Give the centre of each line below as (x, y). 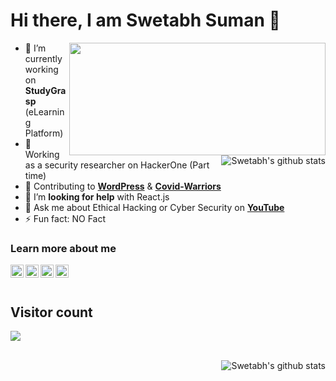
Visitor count (51, 312)
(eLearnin (44, 111)
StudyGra (45, 90)
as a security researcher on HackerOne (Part (117, 165)
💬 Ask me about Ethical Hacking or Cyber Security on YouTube (154, 207)
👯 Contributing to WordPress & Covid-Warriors (123, 186)
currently (43, 58)
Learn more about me (63, 248)
